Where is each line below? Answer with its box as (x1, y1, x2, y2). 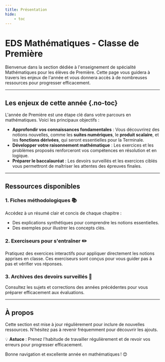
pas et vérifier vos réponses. (5, 261, 63, 267)
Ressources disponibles (5, 182, 80, 190)
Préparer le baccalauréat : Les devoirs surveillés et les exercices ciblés (12, 158, 158, 164)
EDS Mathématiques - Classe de (5, 37, 139, 49)
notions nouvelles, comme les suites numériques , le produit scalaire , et (12, 132, 159, 138)
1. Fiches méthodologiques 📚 (5, 197, 77, 204)
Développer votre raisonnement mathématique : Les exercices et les (12, 142, 154, 148)
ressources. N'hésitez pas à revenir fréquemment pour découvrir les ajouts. (5, 327, 158, 332)
